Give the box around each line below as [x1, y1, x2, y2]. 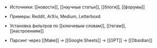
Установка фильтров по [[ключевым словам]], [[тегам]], [9, 23, 126, 29]
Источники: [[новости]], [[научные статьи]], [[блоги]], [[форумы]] [9, 4, 145, 10]
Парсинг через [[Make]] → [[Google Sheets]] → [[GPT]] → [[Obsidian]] [9, 37, 153, 43]
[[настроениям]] [9, 28, 44, 33]
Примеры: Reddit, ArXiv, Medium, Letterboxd [9, 14, 101, 19]
